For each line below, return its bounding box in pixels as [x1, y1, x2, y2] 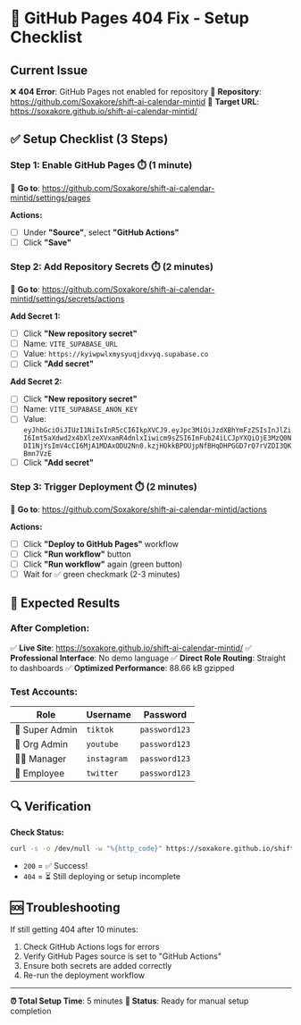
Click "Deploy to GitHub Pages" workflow [22, 538, 180, 549]
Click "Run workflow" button [22, 549, 132, 559]
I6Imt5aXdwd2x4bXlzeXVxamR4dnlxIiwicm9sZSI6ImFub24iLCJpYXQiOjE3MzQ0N [22, 433, 292, 442]
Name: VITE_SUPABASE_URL [22, 339, 119, 349]
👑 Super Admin [14, 724, 79, 736]
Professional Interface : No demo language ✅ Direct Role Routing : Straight [10, 652, 287, 663]
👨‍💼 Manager [14, 752, 67, 765]
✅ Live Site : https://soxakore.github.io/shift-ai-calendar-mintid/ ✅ [10, 643, 253, 653]
